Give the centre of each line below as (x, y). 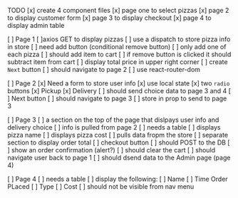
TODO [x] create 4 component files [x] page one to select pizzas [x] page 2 (118, 10)
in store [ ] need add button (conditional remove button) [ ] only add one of (117, 47)
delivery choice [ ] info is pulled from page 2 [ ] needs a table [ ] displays (114, 127)
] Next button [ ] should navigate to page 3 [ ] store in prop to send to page (117, 98)
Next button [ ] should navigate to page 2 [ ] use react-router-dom (104, 69)
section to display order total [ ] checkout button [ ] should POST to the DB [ (119, 142)
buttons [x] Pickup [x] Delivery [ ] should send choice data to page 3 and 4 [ (119, 91)
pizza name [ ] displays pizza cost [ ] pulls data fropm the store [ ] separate (118, 135)
